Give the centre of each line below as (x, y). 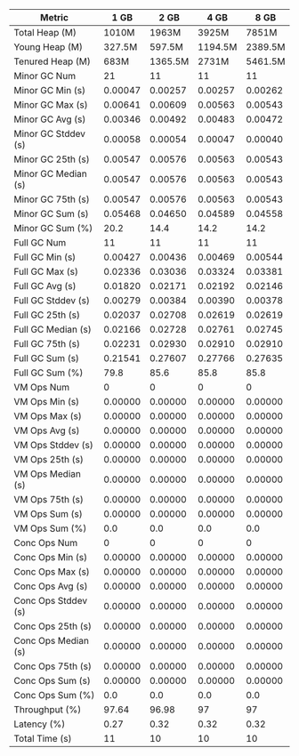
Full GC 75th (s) (47, 344)
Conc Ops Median (51, 641)
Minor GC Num (45, 76)
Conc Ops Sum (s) (52, 681)
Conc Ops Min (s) (50, 557)
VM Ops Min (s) (47, 402)
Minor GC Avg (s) (50, 119)
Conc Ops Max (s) (52, 571)
